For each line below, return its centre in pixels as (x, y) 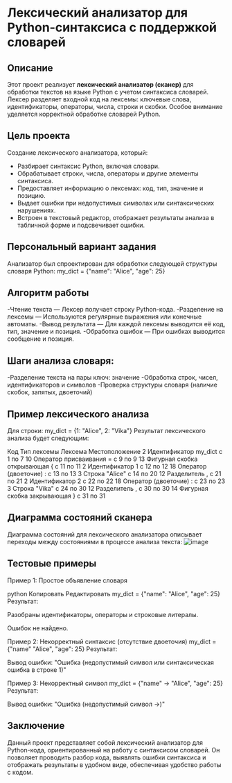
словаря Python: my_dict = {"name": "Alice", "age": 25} (86, 271)
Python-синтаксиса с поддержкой (112, 27)
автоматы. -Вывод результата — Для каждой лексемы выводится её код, (116, 324)
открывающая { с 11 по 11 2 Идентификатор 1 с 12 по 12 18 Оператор (107, 466)
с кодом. (20, 772)
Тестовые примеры (52, 564)
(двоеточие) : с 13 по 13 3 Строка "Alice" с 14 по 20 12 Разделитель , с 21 (114, 474)
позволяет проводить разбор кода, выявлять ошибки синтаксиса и (107, 757)
